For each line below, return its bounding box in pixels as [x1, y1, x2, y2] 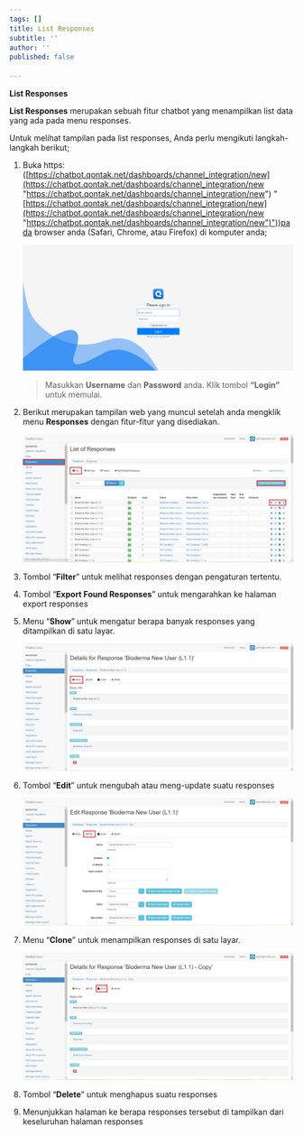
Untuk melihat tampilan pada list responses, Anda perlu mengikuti [9, 133, 254, 143]
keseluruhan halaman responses [22, 1116, 143, 1127]
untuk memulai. [44, 389, 103, 400]
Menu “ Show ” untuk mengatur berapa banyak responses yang [22, 615, 255, 626]
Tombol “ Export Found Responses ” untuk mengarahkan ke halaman [22, 588, 277, 599]
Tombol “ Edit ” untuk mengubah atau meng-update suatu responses [22, 780, 275, 790]
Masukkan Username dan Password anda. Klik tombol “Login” [44, 379, 280, 390]
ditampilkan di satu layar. [22, 625, 115, 636]
